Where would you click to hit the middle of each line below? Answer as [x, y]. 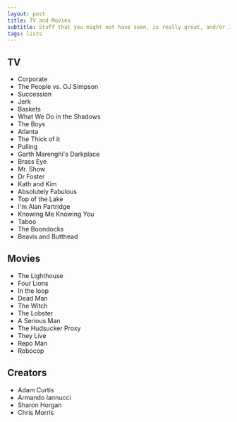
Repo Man [32, 343]
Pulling [28, 147]
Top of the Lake [40, 199]
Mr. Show [31, 169]
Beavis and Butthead [48, 236]
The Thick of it [39, 139]
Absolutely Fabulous [47, 192]
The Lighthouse [40, 275]
